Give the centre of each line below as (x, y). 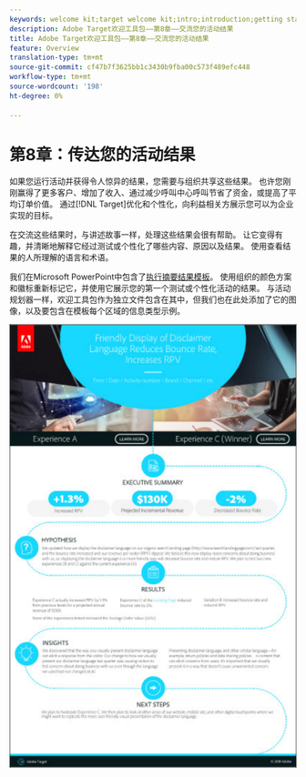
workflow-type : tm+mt (51, 77)
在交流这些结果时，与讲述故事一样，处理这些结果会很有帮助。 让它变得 (142, 235)
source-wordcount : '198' (56, 86)
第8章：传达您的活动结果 (102, 154)
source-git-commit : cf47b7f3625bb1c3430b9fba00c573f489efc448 (130, 67)
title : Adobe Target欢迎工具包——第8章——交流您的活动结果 (109, 38)
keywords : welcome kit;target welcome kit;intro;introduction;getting (146, 19)
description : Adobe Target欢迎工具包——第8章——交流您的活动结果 (122, 29)
